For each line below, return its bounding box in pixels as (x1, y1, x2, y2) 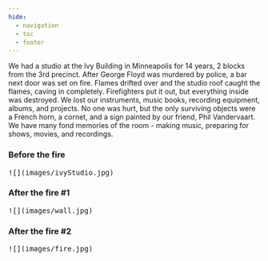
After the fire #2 (8, 225, 72, 236)
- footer (15, 38, 45, 46)
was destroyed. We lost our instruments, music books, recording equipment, (8, 95, 260, 105)
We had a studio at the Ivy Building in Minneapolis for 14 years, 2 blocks (8, 61, 246, 71)
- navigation (15, 21, 59, 30)
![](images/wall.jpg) (8, 206, 94, 215)
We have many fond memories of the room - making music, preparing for (8, 121, 250, 130)
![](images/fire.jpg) (8, 244, 94, 254)
